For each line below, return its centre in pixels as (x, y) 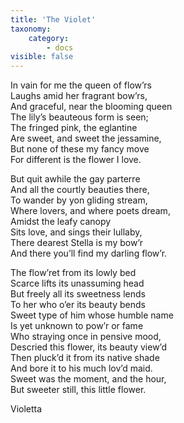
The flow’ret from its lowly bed (73, 273)
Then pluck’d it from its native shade (85, 358)
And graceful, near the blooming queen (91, 107)
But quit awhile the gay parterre (75, 179)
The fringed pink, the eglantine (74, 128)
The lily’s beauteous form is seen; (79, 117)
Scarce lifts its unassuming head (77, 283)
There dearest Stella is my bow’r (77, 243)
